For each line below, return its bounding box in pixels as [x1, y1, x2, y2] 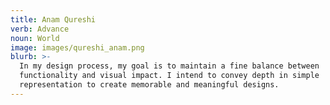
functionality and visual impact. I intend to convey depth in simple [19, 71, 320, 81]
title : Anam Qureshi [10, 14, 97, 25]
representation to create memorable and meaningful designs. [19, 80, 280, 90]
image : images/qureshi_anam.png [10, 42, 145, 53]
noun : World [10, 33, 60, 43]
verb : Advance [10, 24, 70, 34]
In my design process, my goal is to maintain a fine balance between [19, 61, 320, 71]
